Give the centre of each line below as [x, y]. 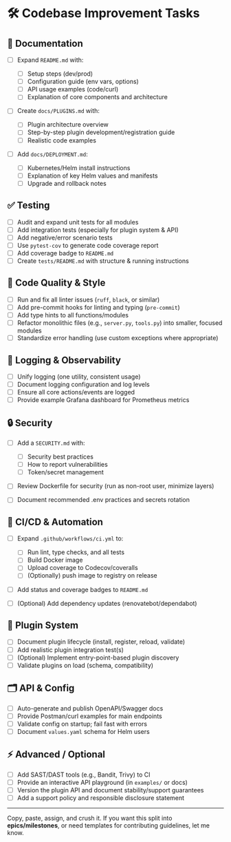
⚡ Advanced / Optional [56, 755]
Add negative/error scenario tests [65, 238]
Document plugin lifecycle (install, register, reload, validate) [101, 642]
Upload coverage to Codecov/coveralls [83, 568]
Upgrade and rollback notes [67, 183]
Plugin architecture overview [68, 125]
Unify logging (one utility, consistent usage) [79, 377]
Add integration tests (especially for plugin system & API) [98, 230]
